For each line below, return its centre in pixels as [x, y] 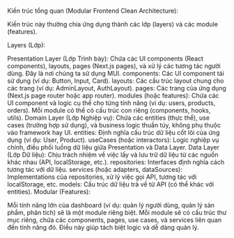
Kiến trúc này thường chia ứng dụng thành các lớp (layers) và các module [112, 24]
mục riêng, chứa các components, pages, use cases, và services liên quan [114, 220]
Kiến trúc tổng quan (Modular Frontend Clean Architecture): [93, 11]
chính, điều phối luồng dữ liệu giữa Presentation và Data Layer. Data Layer [113, 147]
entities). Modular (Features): [49, 192]
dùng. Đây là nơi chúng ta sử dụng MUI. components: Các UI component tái [116, 73]
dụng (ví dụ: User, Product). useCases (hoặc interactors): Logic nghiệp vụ [113, 140]
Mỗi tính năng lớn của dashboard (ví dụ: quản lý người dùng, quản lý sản [111, 205]
